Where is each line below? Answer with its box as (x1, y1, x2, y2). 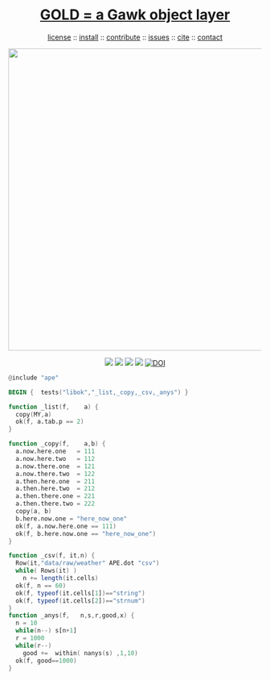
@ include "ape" (8, 373, 59, 382)
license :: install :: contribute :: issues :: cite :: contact (47, 32, 223, 42)
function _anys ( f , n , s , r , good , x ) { (8, 612, 135, 620)
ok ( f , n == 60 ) (15, 582, 67, 590)
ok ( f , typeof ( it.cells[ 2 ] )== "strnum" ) (15, 596, 146, 605)
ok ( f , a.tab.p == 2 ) (15, 417, 84, 426)
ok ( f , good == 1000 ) (15, 657, 78, 665)
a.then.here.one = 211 (15, 477, 95, 485)
